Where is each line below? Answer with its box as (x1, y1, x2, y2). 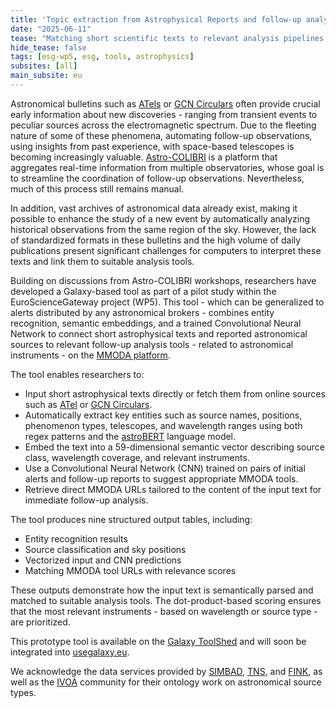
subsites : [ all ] (10, 61, 78, 71)
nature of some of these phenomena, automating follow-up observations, (10, 129, 313, 141)
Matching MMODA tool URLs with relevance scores (24, 564, 237, 576)
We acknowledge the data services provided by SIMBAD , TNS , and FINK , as (10, 665, 323, 677)
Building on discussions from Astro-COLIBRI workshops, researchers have (10, 274, 317, 286)
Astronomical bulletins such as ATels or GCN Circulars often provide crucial (10, 97, 321, 110)
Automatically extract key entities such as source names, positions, (24, 409, 303, 421)
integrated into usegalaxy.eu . (10, 646, 130, 658)
